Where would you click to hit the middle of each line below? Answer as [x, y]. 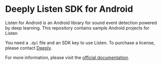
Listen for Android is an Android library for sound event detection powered [81, 23]
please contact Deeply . [29, 48]
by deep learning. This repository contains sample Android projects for [77, 28]
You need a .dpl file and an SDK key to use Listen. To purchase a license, [80, 42]
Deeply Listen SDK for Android [69, 9]
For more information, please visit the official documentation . [67, 57]
